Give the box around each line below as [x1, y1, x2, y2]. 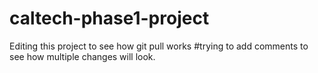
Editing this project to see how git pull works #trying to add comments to [9, 40, 309, 52]
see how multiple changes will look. [9, 50, 156, 62]
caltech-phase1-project [9, 7, 210, 30]
